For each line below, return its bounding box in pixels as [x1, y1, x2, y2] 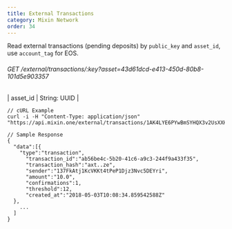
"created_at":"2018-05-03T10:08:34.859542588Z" [25, 191, 166, 199]
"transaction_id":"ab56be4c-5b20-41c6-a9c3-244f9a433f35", [25, 155, 199, 162]
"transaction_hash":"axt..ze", [25, 161, 116, 168]
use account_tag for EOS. [7, 49, 79, 57]
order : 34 [7, 23, 36, 30]
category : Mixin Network [7, 17, 79, 23]
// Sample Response [7, 131, 64, 138]
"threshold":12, [25, 186, 72, 192]
